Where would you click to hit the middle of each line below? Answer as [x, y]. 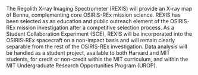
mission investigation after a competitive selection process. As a [95, 27]
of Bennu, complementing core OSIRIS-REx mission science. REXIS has [93, 15]
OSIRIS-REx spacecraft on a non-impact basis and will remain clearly [91, 40]
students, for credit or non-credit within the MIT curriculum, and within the [97, 59]
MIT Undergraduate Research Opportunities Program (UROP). [82, 65]
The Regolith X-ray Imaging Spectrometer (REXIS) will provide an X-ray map [99, 9]
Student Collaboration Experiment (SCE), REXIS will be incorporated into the [99, 34]
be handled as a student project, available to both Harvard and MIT [88, 53]
